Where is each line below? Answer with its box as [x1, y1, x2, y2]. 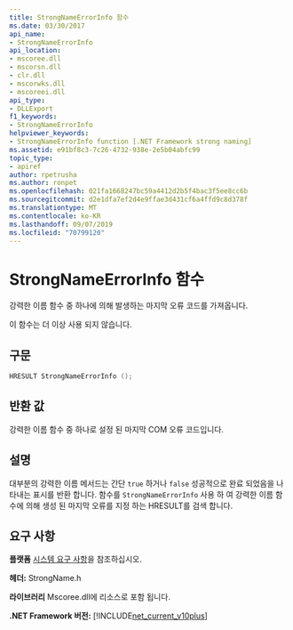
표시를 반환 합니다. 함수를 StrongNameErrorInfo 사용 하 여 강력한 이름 [32, 489, 273, 499]
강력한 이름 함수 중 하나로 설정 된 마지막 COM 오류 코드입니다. [9, 424, 225, 434]
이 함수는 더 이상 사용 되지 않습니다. [9, 319, 132, 330]
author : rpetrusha [9, 170, 77, 179]
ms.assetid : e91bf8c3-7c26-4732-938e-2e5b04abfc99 [9, 145, 201, 154]
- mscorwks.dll [9, 79, 66, 88]
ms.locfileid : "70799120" [9, 228, 105, 237]
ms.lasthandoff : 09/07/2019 [9, 220, 114, 229]
